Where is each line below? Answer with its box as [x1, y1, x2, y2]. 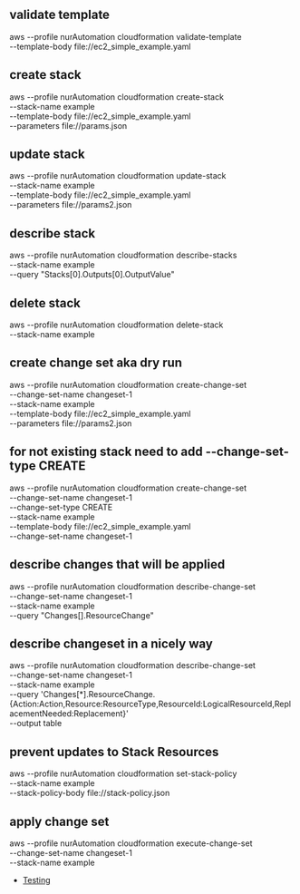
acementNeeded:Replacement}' [9, 708, 129, 719]
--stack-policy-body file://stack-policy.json [9, 788, 170, 799]
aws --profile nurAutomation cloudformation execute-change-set [9, 838, 253, 849]
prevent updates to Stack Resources [9, 743, 219, 760]
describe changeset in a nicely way [9, 636, 213, 651]
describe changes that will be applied [9, 557, 226, 572]
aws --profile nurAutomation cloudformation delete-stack [9, 319, 224, 330]
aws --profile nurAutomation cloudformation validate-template [9, 31, 242, 42]
